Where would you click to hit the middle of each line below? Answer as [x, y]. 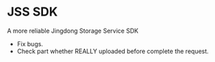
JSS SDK [32, 12]
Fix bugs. [30, 44]
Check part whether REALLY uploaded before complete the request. [113, 51]
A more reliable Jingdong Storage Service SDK [73, 31]
